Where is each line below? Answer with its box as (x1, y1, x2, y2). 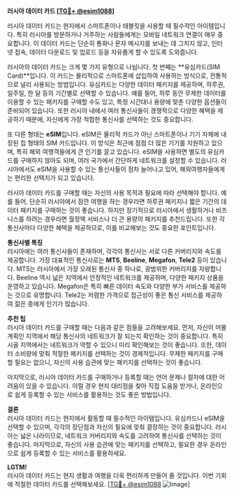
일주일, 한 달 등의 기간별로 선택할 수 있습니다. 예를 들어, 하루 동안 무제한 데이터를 (7, 89, 227, 97)
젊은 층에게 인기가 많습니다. (14, 300, 89, 308)
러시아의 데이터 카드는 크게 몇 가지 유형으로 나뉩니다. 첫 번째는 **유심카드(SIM (7, 63, 221, 71)
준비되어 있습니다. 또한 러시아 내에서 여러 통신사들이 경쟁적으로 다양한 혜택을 (7, 106, 217, 115)
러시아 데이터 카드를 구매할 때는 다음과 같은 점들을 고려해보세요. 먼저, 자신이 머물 (7, 323, 227, 331)
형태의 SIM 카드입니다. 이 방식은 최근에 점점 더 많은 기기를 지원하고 (27, 139, 210, 147)
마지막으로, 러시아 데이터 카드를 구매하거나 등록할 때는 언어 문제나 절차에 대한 (7, 373, 218, 381)
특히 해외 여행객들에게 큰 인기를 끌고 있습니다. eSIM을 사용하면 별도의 (16, 148, 206, 156)
